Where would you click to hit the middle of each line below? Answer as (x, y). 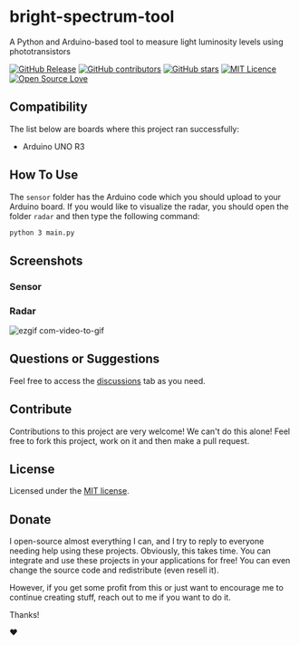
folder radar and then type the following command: (105, 216)
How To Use (44, 175)
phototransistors (40, 51)
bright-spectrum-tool (92, 17)
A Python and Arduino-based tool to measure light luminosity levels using (146, 42)
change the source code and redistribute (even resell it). (114, 570)
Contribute (41, 409)
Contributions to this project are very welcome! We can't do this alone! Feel (150, 431)
